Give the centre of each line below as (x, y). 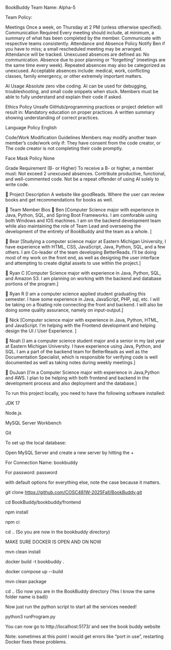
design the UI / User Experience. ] (41, 331)
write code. (17, 184)
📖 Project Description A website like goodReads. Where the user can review (85, 194)
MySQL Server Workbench (33, 423)
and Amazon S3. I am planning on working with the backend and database (83, 278)
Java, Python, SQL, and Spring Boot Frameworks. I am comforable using (81, 215)
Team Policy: (19, 17)
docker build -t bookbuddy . (35, 562)
